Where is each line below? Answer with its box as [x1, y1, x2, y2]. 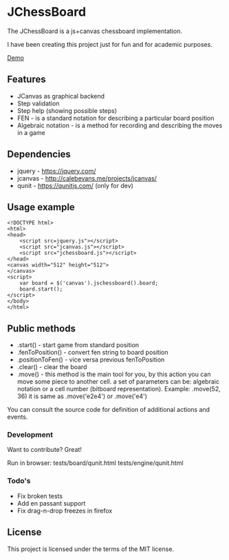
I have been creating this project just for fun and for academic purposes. [7, 40, 213, 48]
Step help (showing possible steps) [17, 106, 118, 114]
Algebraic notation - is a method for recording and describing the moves [17, 121, 223, 129]
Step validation [17, 99, 60, 107]
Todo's [7, 476, 31, 486]
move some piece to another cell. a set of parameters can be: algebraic [17, 377, 220, 386]
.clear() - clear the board [17, 363, 87, 371]
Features [7, 74, 46, 85]
